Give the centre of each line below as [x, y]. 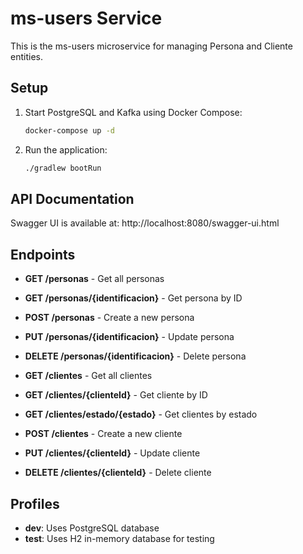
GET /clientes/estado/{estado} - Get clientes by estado [141, 414]
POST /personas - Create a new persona [109, 318]
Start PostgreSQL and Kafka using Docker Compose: [133, 112]
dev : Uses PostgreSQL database [92, 528]
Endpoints [43, 254]
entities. [26, 56]
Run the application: [66, 149]
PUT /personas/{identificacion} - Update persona [129, 337]
